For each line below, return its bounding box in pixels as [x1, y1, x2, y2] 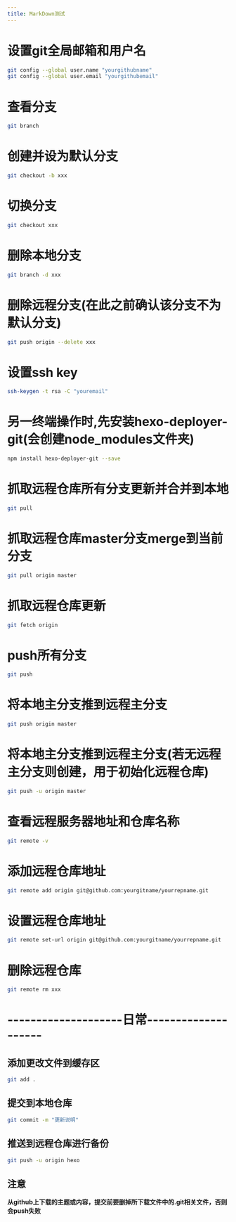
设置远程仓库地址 [7, 913, 107, 929]
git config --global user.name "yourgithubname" [7, 66, 152, 74]
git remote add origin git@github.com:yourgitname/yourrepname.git [7, 887, 209, 894]
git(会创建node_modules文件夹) [7, 432, 195, 447]
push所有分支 [7, 648, 87, 663]
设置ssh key [7, 364, 79, 380]
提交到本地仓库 [7, 1098, 72, 1110]
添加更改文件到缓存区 [7, 1057, 100, 1069]
